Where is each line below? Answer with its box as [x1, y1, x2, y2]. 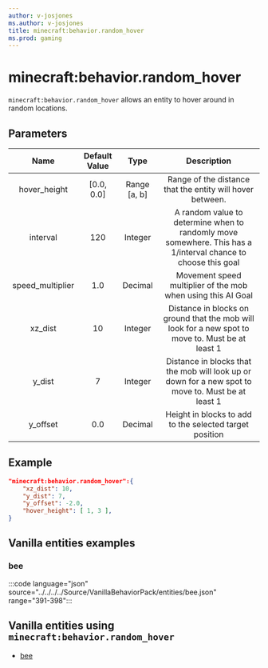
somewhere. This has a [165, 237, 253, 248]
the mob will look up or [166, 366, 251, 377]
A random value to [174, 207, 243, 218]
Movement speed [175, 270, 242, 281]
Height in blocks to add [165, 409, 253, 420]
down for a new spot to [165, 376, 253, 386]
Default [83, 150, 112, 161]
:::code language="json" [8, 578, 89, 588]
